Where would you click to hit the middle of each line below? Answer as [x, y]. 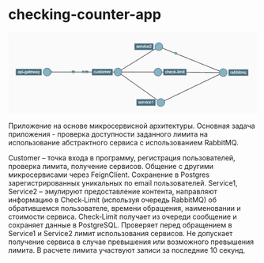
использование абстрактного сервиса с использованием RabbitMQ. [123, 142]
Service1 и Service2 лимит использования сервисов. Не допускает [121, 233]
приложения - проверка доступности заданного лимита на [108, 134]
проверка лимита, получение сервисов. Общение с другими [111, 166]
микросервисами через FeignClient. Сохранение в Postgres [109, 175]
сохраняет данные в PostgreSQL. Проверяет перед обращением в [120, 225]
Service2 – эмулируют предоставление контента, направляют [113, 191]
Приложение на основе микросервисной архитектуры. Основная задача [132, 126]
